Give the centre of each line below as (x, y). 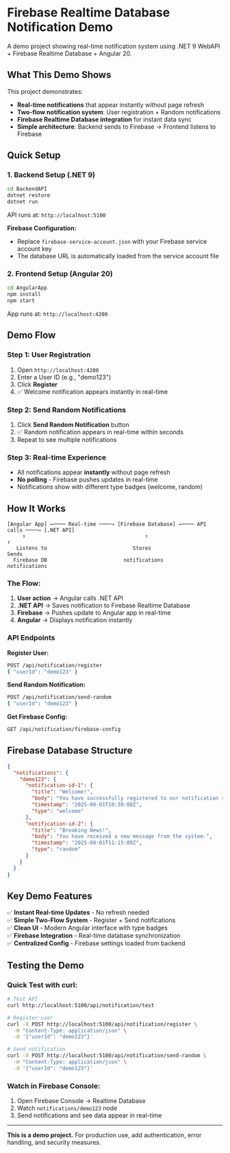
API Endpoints (31, 638)
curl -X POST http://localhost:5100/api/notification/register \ (102, 1024)
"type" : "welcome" (58, 811)
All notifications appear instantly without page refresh (93, 472)
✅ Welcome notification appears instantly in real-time (92, 391)
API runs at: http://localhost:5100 (56, 215)
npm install (24, 295)
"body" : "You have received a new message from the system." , (122, 836)
